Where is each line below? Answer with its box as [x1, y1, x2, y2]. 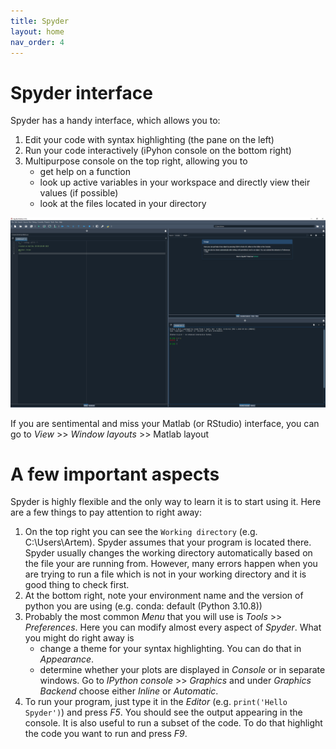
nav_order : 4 [10, 37, 65, 47]
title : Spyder [10, 16, 70, 26]
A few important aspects [10, 463, 220, 485]
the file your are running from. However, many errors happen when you [24, 558, 318, 570]
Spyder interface [10, 81, 153, 104]
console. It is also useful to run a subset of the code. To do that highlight [24, 717, 323, 729]
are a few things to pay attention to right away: [10, 506, 202, 519]
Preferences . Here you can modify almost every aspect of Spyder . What [24, 621, 322, 634]
